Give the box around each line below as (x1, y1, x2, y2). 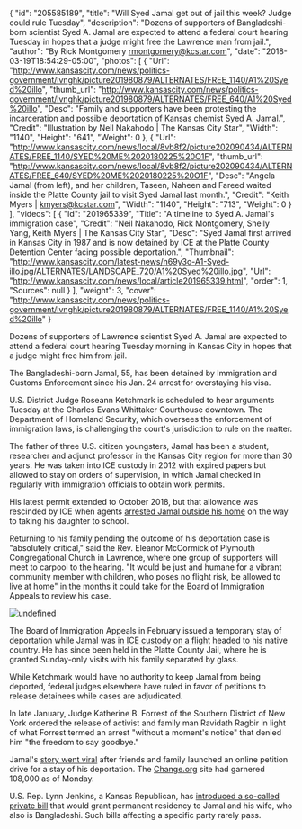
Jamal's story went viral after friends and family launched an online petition (9, 754, 289, 764)
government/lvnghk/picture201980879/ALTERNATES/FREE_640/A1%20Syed (9, 94, 292, 104)
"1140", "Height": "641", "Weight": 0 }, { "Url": (9, 132, 177, 142)
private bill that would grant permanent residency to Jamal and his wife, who (9, 800, 293, 811)
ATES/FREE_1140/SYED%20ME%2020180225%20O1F (9, 151, 209, 161)
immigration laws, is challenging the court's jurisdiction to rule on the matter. (9, 423, 293, 434)
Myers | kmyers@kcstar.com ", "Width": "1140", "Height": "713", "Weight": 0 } (9, 199, 292, 210)
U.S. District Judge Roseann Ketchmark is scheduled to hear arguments (9, 395, 275, 405)
